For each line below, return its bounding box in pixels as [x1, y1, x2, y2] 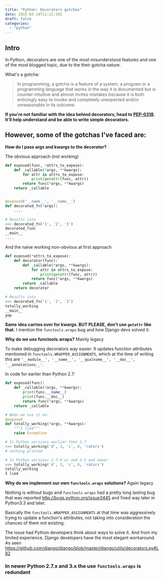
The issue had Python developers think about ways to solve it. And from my [5, 529, 158, 536]
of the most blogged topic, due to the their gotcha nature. [5, 62, 121, 68]
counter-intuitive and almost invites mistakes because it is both [17, 91, 144, 97]
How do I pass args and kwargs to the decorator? [5, 144, 107, 150]
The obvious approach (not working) [5, 153, 79, 159]
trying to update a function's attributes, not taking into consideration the [5, 515, 150, 521]
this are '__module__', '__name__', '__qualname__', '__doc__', [5, 356, 136, 362]
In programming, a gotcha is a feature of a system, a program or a [17, 81, 150, 87]
